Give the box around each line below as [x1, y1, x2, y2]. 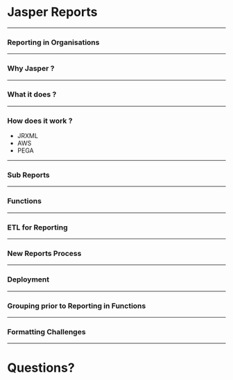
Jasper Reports [7, 4, 98, 20]
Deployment [7, 275, 50, 284]
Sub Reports [7, 171, 50, 180]
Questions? [7, 360, 75, 376]
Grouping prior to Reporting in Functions [7, 301, 146, 311]
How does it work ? [7, 116, 73, 126]
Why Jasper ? [7, 64, 55, 74]
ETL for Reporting [7, 223, 68, 232]
